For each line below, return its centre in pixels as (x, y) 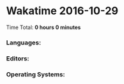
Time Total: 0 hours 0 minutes (44, 27)
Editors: (18, 59)
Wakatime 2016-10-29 (62, 11)
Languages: (24, 43)
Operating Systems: (36, 74)
